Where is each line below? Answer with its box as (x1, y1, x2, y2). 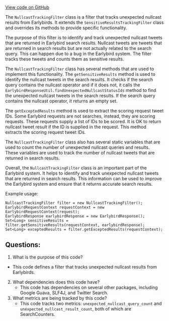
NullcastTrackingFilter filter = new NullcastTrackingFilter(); (5, 200, 143, 205)
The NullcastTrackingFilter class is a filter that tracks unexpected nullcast (5, 14, 162, 20)
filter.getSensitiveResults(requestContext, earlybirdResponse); (5, 223, 145, 228)
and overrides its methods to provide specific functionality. (5, 25, 127, 31)
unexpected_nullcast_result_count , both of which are (20, 305, 132, 312)
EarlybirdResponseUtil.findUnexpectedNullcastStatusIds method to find (5, 87, 156, 93)
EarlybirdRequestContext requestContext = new (5, 205, 105, 210)
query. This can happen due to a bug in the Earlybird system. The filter (5, 50, 152, 57)
